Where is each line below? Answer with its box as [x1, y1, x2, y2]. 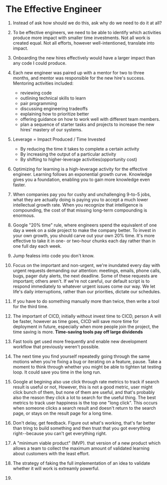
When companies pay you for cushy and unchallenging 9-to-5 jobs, [12, 191, 151, 197]
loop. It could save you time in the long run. [12, 369, 101, 375]
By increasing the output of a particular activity [20, 151, 116, 157]
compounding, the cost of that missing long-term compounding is [12, 207, 148, 213]
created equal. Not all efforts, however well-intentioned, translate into [12, 40, 155, 46]
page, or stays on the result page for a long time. [12, 410, 113, 416]
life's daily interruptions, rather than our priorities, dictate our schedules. [12, 288, 161, 294]
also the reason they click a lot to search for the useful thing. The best [12, 394, 156, 400]
